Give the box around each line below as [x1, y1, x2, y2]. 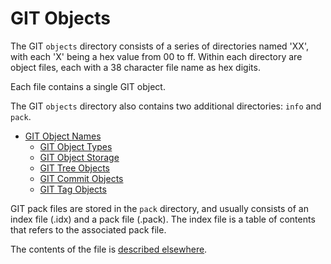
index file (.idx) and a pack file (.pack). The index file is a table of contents [10, 213, 316, 225]
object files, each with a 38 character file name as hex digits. [10, 61, 261, 73]
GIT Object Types [39, 140, 113, 152]
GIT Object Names [24, 130, 102, 142]
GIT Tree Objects [39, 162, 110, 174]
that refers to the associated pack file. [10, 223, 167, 236]
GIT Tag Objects [39, 183, 107, 195]
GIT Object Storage [39, 151, 120, 163]
